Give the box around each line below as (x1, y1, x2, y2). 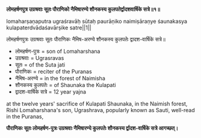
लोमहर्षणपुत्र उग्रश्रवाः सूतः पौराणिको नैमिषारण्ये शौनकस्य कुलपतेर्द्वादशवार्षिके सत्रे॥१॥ (6, 6, 161, 13)
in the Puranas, (6, 113, 44, 120)
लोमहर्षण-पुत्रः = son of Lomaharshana (14, 48, 100, 55)
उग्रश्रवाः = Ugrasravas (14, 55, 64, 61)
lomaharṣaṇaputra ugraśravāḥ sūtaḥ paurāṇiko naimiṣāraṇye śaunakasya (6, 18, 188, 25)
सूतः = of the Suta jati (14, 61, 65, 68)
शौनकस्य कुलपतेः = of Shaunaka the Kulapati (14, 82, 116, 88)
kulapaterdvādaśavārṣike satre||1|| (6, 24, 91, 31)
